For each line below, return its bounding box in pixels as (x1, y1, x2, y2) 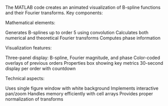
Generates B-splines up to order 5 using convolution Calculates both (5, 30, 149, 35)
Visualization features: (5, 45, 52, 50)
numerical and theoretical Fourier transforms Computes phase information (5, 35, 161, 41)
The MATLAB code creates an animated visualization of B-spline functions (5, 5, 161, 10)
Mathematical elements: (5, 20, 56, 25)
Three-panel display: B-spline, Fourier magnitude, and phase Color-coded (5, 55, 160, 61)
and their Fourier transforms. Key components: (5, 10, 103, 16)
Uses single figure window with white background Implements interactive (5, 85, 159, 91)
